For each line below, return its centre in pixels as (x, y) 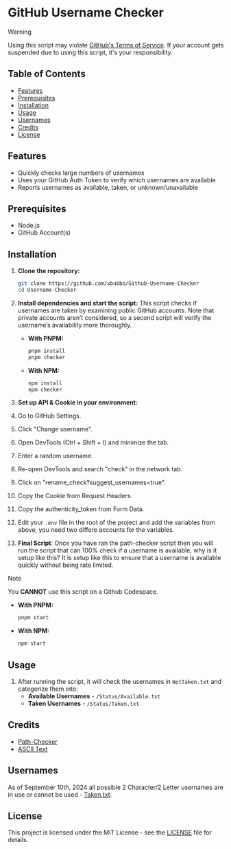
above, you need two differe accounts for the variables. (96, 530)
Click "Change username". (55, 429)
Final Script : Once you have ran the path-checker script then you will (115, 543)
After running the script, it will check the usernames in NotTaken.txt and (120, 681)
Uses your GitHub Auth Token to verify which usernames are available (117, 180)
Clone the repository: (49, 271)
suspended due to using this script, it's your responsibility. (90, 52)
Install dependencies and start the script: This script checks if (107, 303)
